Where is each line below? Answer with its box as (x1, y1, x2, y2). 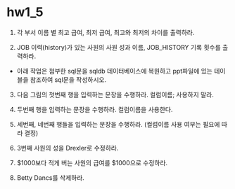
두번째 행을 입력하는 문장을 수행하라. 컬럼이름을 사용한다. (16, 105, 173, 113)
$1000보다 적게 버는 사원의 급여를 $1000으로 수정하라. (16, 158, 168, 167)
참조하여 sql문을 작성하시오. (30, 75, 107, 84)
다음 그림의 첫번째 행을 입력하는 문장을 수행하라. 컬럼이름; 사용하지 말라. (16, 90, 214, 99)
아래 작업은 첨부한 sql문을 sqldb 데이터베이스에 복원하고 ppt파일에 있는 (16, 66, 212, 75)
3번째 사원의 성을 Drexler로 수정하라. (16, 143, 119, 152)
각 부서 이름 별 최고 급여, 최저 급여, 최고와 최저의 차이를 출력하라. (16, 28, 195, 36)
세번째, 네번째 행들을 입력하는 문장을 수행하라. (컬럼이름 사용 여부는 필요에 (16, 120, 220, 128)
